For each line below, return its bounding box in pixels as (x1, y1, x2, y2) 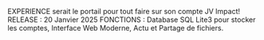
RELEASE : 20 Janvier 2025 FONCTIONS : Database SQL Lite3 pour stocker (7, 15, 256, 24)
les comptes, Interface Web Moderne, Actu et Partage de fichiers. (7, 24, 224, 32)
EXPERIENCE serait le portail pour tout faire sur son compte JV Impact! (7, 7, 241, 16)
